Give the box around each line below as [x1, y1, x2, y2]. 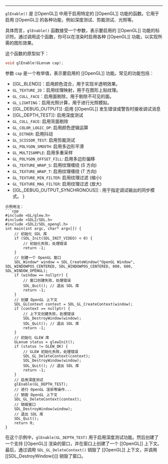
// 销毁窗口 [14, 402, 36, 407]
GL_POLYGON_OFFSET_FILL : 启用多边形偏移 [12, 155, 95, 161]
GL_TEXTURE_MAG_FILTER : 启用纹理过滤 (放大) [12, 180, 102, 186]
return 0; [14, 420, 35, 425]
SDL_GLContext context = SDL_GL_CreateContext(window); [14, 301, 133, 306]
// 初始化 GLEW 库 [14, 335, 49, 340]
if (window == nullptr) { [14, 272, 68, 277]
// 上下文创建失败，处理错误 [23, 311, 75, 316]
